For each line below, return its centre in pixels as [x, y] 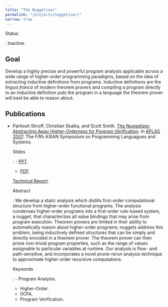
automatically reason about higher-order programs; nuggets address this [88, 227]
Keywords [23, 269]
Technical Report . [31, 181]
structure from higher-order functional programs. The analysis [77, 206]
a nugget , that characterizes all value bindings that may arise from [81, 216]
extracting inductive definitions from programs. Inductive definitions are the [83, 82]
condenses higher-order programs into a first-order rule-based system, [86, 211]
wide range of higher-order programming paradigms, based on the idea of [82, 76]
